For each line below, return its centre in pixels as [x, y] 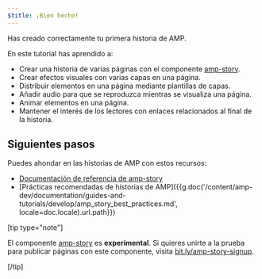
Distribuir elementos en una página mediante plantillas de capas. [125, 86]
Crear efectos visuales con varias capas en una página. [110, 77]
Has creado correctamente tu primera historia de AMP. [97, 38]
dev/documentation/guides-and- [72, 196]
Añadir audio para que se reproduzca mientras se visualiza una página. [135, 94]
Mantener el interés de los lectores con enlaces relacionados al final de [135, 111]
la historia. [36, 119]
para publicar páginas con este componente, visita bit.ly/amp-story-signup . [131, 251]
